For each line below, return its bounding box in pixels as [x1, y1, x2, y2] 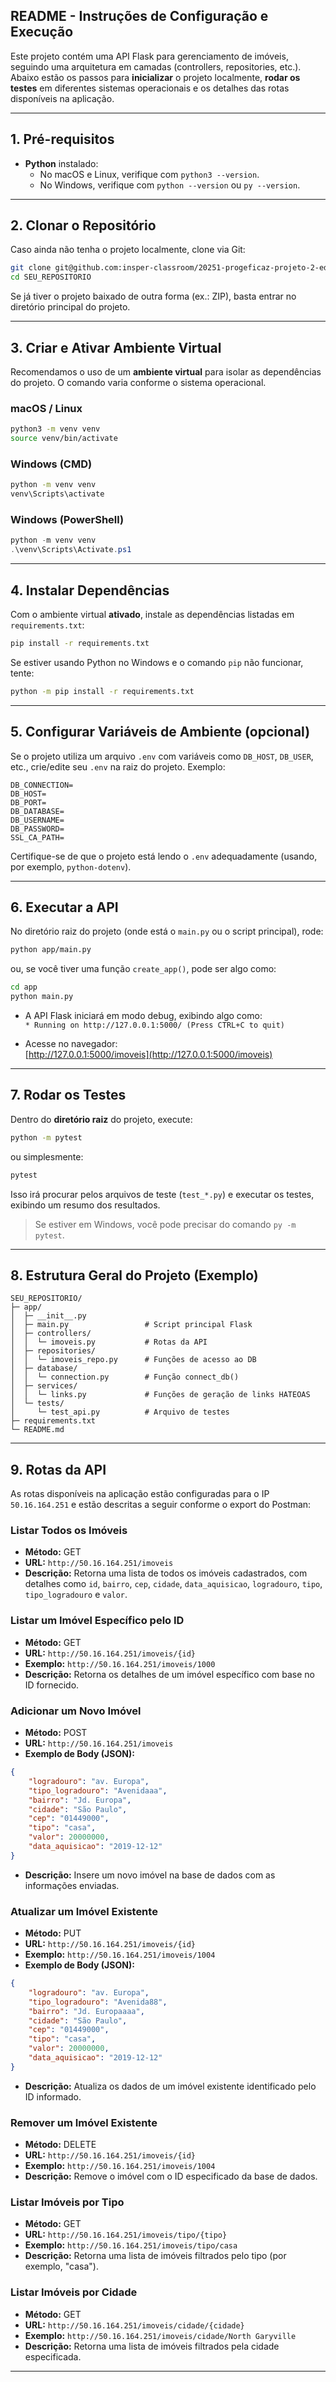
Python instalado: [24, 157, 99, 169]
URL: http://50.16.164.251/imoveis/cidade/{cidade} [24, 2319, 245, 2331]
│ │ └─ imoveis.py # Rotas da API [10, 1337, 208, 1348]
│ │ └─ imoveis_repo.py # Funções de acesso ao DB [10, 1355, 257, 1365]
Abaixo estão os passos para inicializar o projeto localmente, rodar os [10, 71, 301, 83]
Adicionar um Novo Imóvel [10, 1704, 142, 1718]
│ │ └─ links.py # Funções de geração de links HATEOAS [10, 1390, 311, 1400]
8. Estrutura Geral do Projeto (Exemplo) [10, 1267, 259, 1284]
